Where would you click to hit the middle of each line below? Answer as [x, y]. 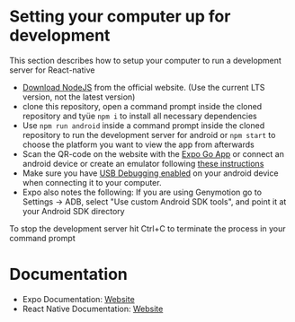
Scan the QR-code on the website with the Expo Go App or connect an [153, 153]
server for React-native [52, 70]
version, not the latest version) [79, 97]
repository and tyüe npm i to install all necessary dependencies [140, 116]
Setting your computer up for [120, 17]
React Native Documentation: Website [93, 309]
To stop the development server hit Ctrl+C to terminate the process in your [147, 228]
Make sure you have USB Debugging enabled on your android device [150, 173]
